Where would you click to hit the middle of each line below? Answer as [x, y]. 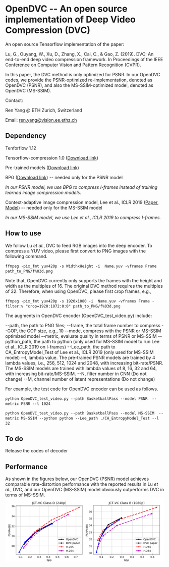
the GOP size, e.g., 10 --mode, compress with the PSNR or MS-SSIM [90, 331]
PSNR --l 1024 [36, 404]
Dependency [26, 136]
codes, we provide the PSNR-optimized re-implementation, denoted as [79, 80]
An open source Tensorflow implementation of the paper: [65, 44]
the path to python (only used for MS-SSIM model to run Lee [97, 341]
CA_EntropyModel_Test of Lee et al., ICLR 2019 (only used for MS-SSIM [79, 352]
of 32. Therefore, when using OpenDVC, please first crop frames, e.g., [78, 291]
